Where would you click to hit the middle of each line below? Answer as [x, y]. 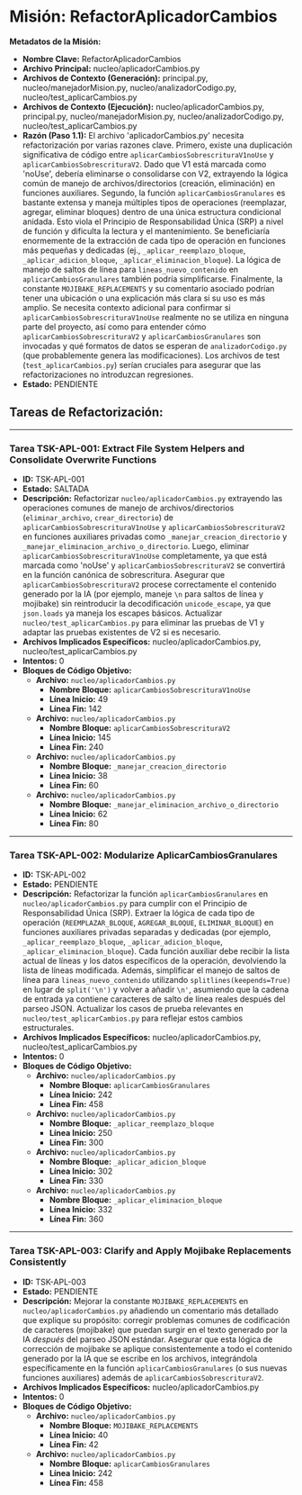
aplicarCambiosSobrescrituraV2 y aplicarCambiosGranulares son [141, 336]
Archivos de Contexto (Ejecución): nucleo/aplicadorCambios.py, [143, 106]
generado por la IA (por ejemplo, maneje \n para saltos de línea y [142, 594]
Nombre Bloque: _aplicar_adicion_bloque [128, 1162]
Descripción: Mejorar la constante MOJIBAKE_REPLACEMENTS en [135, 1301]
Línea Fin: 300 [76, 1143]
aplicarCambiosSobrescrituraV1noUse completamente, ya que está [145, 556]
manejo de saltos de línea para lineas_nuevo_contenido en [130, 269]
